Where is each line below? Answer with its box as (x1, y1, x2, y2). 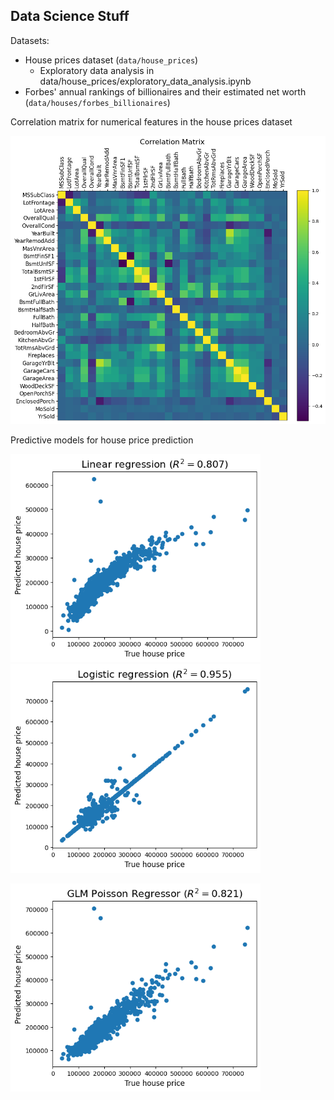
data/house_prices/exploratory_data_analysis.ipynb (39, 75, 252, 87)
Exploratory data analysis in (39, 64, 155, 76)
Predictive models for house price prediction (10, 434, 194, 446)
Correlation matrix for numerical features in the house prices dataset (10, 115, 293, 128)
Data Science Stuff (10, 8, 130, 25)
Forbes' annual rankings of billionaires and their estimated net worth (24, 85, 307, 98)
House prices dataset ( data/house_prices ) (24, 54, 199, 66)
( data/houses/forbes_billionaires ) (24, 96, 171, 108)
